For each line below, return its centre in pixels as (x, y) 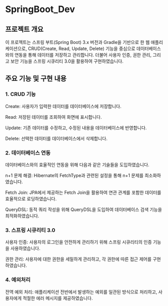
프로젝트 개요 (24, 29)
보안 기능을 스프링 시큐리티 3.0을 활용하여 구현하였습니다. (67, 61)
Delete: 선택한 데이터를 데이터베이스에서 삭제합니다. (56, 138)
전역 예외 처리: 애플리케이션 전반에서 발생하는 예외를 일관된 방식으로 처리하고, (81, 292)
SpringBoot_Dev (40, 9)
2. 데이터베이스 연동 (28, 152)
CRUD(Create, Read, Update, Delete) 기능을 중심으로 (82, 48)
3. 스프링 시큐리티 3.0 (30, 230)
